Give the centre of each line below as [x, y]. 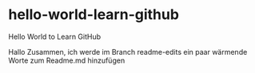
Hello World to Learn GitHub [55, 36]
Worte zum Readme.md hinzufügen [67, 60]
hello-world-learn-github [94, 15]
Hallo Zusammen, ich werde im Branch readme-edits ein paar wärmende [128, 52]
